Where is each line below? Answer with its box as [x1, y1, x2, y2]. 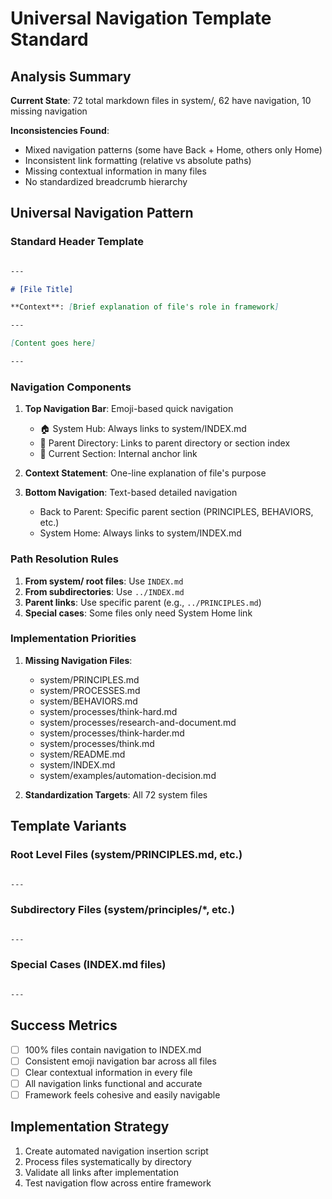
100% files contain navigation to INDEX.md [24, 1043, 202, 1056]
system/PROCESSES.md [39, 684, 141, 696]
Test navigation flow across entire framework [24, 1177, 212, 1189]
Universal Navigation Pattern [10, 205, 194, 222]
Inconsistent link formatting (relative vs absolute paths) [24, 155, 252, 166]
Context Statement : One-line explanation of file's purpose [24, 467, 267, 479]
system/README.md [39, 748, 126, 760]
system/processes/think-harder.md [39, 727, 185, 739]
